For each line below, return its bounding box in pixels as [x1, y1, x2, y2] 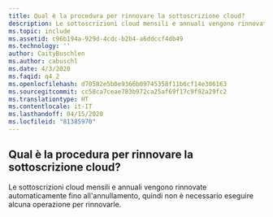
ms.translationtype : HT [8, 95, 89, 103]
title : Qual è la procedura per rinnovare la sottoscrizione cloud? [8, 11, 245, 20]
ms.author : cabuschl [8, 58, 79, 66]
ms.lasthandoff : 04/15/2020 [8, 111, 104, 119]
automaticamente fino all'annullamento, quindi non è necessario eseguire [8, 190, 254, 200]
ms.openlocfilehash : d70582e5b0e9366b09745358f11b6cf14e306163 [8, 80, 227, 88]
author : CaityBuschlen [8, 50, 85, 58]
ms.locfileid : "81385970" [8, 118, 96, 126]
